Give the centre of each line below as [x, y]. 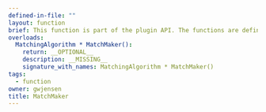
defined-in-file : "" [42, 15]
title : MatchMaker [38, 96]
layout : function [37, 23]
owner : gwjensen [35, 89]
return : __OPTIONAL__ [58, 52]
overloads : [26, 37]
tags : [17, 74]
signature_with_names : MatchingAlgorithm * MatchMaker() [118, 67]
